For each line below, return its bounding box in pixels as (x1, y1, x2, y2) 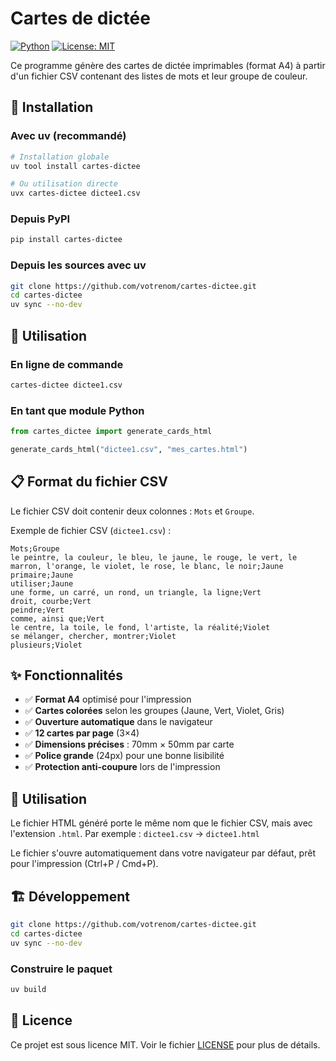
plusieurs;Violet (10, 640, 83, 650)
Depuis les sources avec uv (10, 258, 147, 272)
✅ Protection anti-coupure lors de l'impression (24, 761, 221, 773)
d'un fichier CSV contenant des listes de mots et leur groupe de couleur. (10, 70, 308, 82)
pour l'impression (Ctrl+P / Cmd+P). (10, 858, 159, 870)
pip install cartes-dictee (10, 235, 123, 245)
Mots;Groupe (10, 543, 60, 554)
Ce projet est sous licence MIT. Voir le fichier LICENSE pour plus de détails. (10, 1038, 321, 1051)
